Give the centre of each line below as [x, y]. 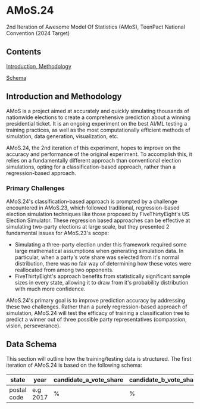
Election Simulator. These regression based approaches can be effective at [98, 220]
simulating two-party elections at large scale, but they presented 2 [88, 226]
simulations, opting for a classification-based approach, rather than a [91, 167]
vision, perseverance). [34, 326]
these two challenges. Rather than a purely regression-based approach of [97, 307]
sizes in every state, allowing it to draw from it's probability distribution [101, 282]
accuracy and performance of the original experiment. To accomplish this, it [99, 154]
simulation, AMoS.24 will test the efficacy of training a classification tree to [98, 313]
